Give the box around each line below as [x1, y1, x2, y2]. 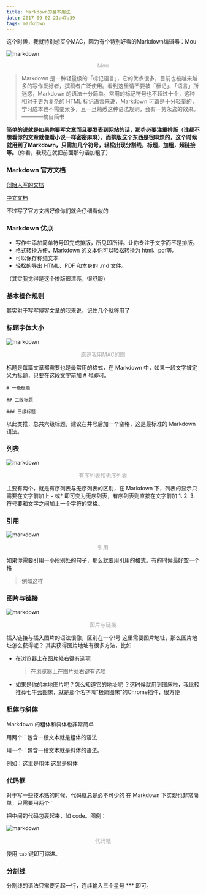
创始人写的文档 [6, 181, 44, 188]
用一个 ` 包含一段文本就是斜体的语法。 [6, 746, 103, 754]
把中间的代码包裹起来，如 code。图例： [6, 812, 107, 820]
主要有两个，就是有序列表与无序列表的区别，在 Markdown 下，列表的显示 [6, 484, 192, 492]
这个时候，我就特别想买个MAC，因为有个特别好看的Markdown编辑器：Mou [6, 38, 197, 45]
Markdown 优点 [6, 224, 53, 232]
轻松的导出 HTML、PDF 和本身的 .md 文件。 [15, 262, 127, 269]
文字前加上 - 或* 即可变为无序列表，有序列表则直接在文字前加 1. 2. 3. [22, 492, 195, 500]
